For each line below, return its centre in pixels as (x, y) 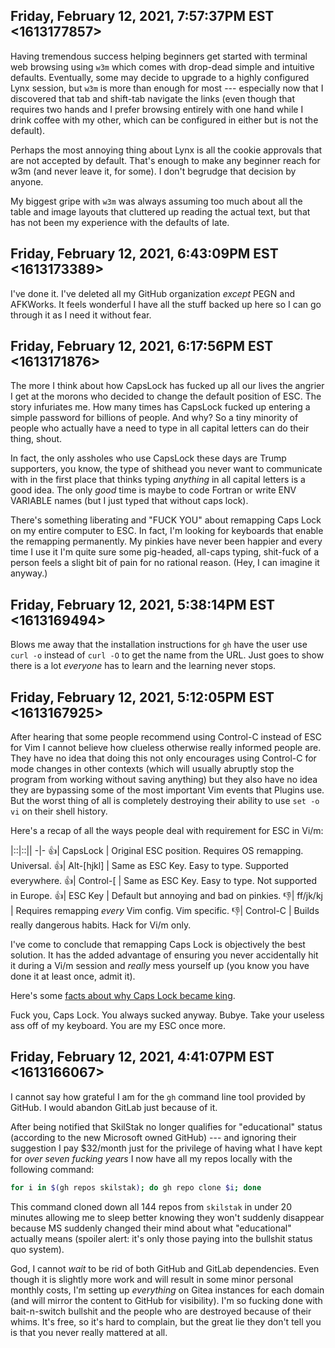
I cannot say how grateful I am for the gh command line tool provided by (158, 1096)
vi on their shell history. (59, 811)
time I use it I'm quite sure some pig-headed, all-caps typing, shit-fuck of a (165, 552)
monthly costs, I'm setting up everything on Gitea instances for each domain (167, 1290)
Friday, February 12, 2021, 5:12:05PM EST (142, 697)
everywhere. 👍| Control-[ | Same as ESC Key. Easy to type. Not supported (163, 881)
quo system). (37, 1249)
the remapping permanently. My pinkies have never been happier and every (166, 541)
